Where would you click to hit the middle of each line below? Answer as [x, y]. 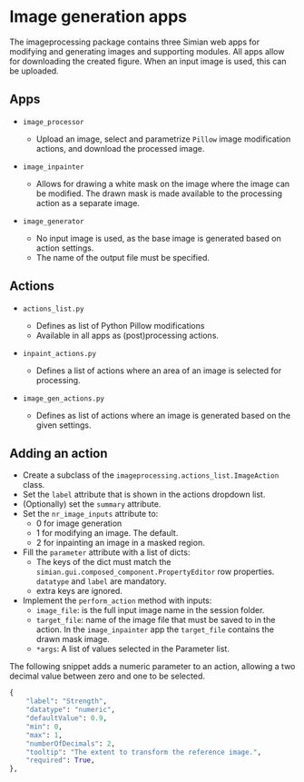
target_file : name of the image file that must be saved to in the [156, 620]
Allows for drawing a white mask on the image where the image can [163, 183]
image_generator [53, 221]
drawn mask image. [73, 639]
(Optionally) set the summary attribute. [92, 504]
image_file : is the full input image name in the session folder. [150, 610]
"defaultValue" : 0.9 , [66, 718]
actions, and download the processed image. [120, 148]
